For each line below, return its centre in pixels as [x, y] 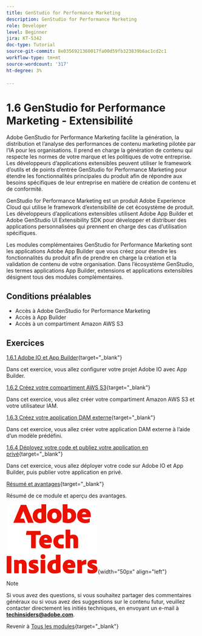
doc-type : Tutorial [31, 45]
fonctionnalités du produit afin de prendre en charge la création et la [92, 258]
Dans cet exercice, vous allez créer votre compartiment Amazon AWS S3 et [100, 399]
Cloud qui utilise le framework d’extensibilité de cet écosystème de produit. [100, 207]
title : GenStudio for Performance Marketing [63, 13]
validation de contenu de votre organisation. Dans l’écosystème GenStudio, [100, 264]
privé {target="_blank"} [35, 454]
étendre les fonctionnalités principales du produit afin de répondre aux [94, 176]
